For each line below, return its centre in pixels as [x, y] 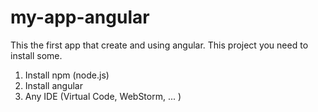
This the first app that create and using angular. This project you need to [159, 45]
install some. [36, 55]
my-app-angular [80, 17]
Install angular [53, 85]
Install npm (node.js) [67, 75]
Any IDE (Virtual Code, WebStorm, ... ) [103, 96]
